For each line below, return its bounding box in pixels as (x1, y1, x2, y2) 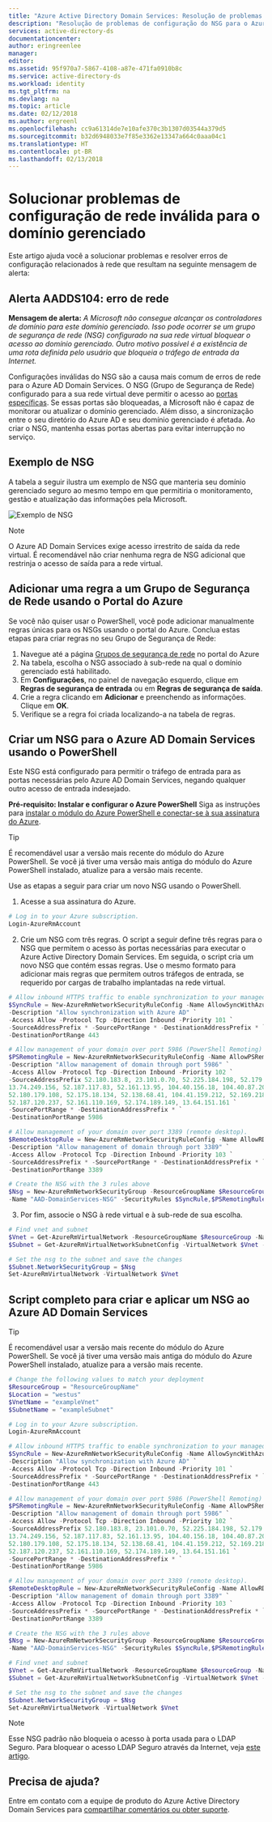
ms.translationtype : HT (8, 139, 89, 148)
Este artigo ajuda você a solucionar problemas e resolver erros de (8, 251, 228, 261)
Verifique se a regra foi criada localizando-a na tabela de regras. (19, 709, 236, 719)
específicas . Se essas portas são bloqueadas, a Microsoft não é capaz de (8, 398, 255, 407)
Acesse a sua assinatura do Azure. (19, 896, 136, 907)
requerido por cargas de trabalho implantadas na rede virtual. (19, 977, 226, 988)
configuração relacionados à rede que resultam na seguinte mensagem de (8, 260, 257, 270)
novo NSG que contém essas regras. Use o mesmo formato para (19, 960, 236, 970)
